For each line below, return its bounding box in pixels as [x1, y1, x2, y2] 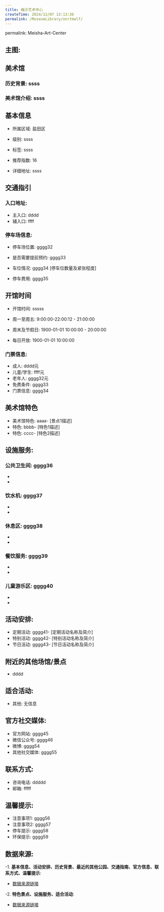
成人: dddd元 [12, 363, 39, 369]
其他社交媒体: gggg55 [12, 749, 57, 755]
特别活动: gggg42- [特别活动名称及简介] [12, 635, 94, 641]
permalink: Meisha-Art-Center [5, 30, 67, 36]
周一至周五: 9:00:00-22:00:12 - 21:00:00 [12, 316, 95, 322]
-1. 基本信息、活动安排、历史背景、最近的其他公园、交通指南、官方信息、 [5, 864, 155, 870]
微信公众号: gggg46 [12, 737, 53, 742]
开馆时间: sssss [12, 305, 44, 311]
